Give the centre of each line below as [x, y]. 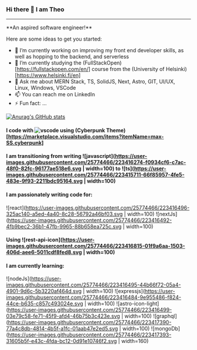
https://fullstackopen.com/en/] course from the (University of [91, 69]
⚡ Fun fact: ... [30, 103]
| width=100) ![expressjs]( [114, 291]
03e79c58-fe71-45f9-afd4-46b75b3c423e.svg [63, 316]
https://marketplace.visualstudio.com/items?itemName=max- [86, 136]
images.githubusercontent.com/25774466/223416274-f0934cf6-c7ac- [96, 162]
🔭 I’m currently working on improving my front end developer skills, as [99, 51]
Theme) [116, 130]
